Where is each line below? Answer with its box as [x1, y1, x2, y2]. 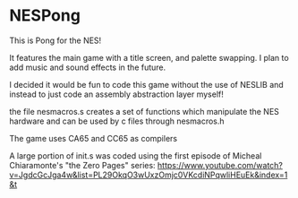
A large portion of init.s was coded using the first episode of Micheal [9, 150, 262, 161]
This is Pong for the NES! [9, 35, 102, 46]
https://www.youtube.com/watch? [157, 159, 284, 170]
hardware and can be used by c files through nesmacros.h [9, 116, 226, 126]
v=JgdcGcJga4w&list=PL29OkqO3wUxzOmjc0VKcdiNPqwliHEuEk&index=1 [9, 169, 288, 180]
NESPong [9, 5, 81, 26]
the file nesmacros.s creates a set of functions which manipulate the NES [9, 106, 280, 116]
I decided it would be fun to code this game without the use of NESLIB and [9, 79, 284, 90]
